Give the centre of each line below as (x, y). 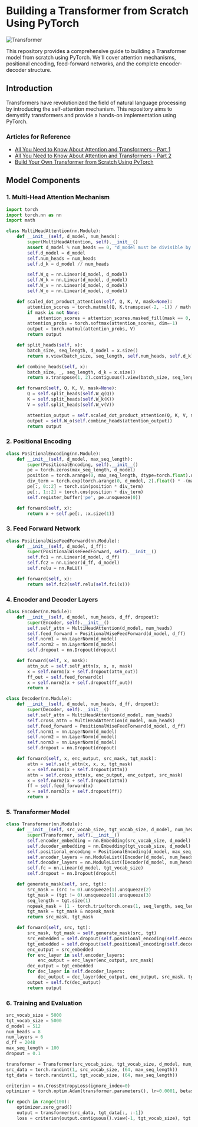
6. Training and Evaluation (44, 1003)
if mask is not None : (54, 313)
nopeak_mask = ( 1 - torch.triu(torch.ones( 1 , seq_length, (100, 906)
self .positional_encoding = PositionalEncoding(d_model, (98, 852)
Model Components (43, 181)
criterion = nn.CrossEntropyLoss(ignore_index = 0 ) (68, 1086)
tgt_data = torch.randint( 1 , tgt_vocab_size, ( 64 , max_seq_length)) (92, 1075)
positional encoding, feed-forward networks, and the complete (82, 64)
